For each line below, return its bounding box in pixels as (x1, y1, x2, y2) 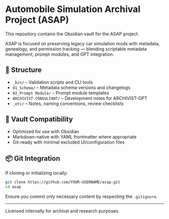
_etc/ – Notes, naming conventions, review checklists (12, 100, 124, 106)
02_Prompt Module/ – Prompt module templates (12, 89, 109, 96)
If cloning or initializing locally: (5, 170, 68, 176)
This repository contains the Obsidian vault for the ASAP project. (5, 31, 139, 37)
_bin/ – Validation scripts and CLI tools (12, 79, 93, 85)
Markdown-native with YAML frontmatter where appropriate (12, 134, 137, 140)
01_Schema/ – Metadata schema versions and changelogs (12, 84, 131, 90)
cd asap (5, 184, 22, 189)
